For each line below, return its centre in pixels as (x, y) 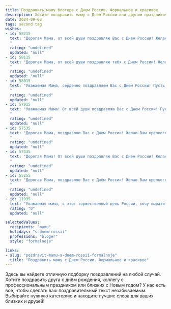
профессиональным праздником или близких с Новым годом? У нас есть (85, 285)
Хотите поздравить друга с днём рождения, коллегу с (64, 280)
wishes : (13, 29)
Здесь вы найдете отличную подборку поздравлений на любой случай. (83, 274)
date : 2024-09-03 (24, 19)
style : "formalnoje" (32, 241)
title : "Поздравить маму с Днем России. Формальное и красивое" (79, 260)
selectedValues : (22, 222)
